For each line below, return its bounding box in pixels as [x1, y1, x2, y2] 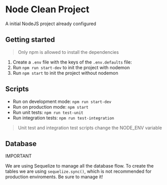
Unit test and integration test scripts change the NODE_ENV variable [17, 125, 162, 131]
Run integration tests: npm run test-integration [12, 114, 114, 121]
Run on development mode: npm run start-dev [12, 98, 112, 105]
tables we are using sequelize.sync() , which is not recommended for [5, 168, 152, 175]
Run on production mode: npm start [12, 104, 89, 110]
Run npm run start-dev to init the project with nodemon [12, 64, 130, 70]
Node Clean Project [5, 4, 90, 15]
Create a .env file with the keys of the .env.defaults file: [12, 59, 132, 65]
